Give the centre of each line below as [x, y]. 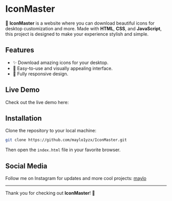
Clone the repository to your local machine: [51, 131]
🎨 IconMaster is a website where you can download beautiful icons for [80, 23]
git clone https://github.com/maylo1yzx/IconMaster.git [66, 140]
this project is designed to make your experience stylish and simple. [77, 34]
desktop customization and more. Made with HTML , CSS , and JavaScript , [84, 28]
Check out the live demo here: [37, 102]
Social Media [26, 166]
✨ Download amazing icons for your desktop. [60, 63]
